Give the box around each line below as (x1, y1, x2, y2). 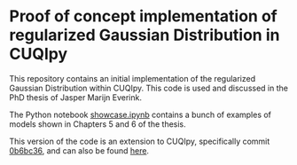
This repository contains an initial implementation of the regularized (9, 73, 255, 83)
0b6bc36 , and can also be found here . (9, 145, 149, 156)
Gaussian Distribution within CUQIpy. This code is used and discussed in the (9, 82, 288, 93)
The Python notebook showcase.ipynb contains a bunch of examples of (9, 109, 272, 120)
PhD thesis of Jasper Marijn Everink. (9, 91, 142, 103)
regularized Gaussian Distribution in (9, 25, 280, 45)
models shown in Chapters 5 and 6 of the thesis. (9, 118, 186, 130)
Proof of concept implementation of (9, 6, 277, 27)
